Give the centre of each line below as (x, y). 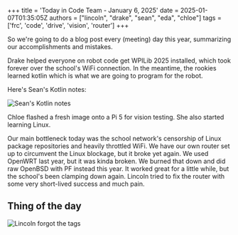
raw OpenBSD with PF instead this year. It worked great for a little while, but (118, 169)
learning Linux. (29, 125)
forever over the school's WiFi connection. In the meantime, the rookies (112, 68)
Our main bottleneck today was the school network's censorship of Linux (114, 139)
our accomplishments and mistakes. (60, 47)
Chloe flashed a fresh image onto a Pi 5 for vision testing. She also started (116, 117)
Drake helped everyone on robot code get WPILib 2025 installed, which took (119, 61)
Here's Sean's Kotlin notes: (47, 89)
